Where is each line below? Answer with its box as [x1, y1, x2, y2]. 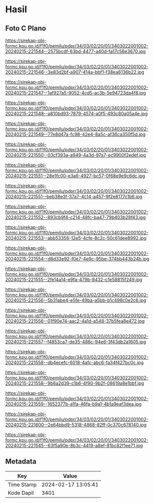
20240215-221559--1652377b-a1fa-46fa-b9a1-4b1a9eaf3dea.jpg [5, 401, 142, 407]
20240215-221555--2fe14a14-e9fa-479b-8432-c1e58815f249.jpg [5, 277, 142, 282]
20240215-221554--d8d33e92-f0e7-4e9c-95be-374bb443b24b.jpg [5, 256, 149, 261]
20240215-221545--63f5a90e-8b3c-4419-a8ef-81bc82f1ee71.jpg [5, 443, 143, 448]
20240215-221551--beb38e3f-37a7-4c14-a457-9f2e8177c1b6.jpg [5, 194, 142, 200]
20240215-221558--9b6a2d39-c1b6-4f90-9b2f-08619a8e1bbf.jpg [5, 380, 144, 386]
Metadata [5, 457, 37, 466]
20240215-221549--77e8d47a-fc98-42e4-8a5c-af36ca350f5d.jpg [5, 131, 146, 137]
